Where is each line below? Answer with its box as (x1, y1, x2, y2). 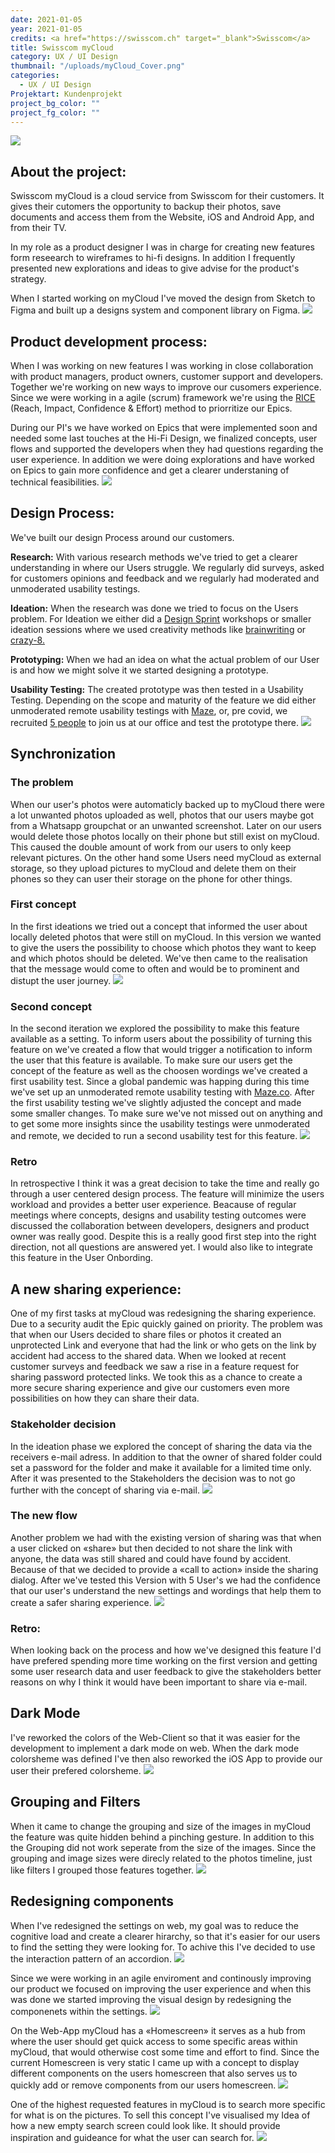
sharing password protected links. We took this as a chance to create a (10, 1371, 303, 1383)
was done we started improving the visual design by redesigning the (10, 1993, 292, 2005)
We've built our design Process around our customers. (10, 531, 235, 543)
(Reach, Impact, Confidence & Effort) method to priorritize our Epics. (10, 402, 293, 414)
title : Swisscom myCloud (10, 42, 114, 53)
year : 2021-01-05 (10, 24, 83, 34)
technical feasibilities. (10, 476, 100, 488)
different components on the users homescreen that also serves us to (10, 2067, 298, 2079)
